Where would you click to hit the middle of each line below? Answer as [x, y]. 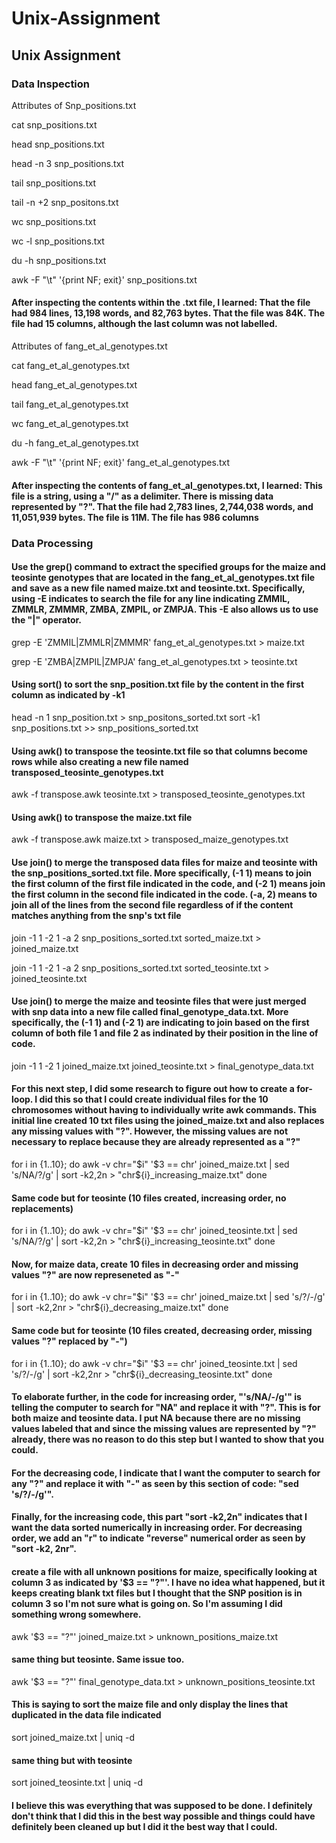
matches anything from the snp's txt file [96, 915]
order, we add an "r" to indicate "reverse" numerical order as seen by [158, 1538]
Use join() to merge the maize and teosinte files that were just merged [159, 1001]
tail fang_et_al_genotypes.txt [70, 404]
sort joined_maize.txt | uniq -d [73, 1738]
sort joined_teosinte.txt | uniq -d [77, 1783]
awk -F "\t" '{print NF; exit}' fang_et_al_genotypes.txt [120, 463]
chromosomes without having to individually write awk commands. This [164, 1110]
